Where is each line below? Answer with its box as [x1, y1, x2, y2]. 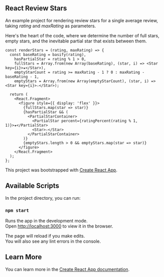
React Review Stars [5, 4, 67, 13]
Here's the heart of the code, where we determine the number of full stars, [5, 32, 159, 38]
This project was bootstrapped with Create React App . [5, 167, 118, 173]
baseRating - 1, [5, 74, 39, 79]
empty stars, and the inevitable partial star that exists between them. [5, 38, 147, 44]
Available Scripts [5, 182, 59, 190]
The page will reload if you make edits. [5, 233, 85, 239]
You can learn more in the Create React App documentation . [5, 266, 130, 272]
